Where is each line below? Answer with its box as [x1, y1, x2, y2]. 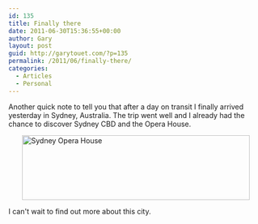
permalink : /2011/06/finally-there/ [8, 57, 132, 66]
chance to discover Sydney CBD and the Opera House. [8, 119, 192, 129]
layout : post [8, 42, 53, 50]
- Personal [15, 79, 53, 87]
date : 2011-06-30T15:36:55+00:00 [8, 27, 121, 35]
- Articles [15, 72, 53, 80]
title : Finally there [8, 19, 82, 27]
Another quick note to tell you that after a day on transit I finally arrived [8, 102, 244, 112]
